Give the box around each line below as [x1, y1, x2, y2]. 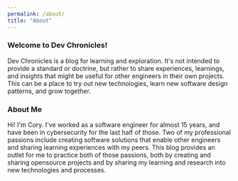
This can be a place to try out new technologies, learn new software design [7, 79, 228, 87]
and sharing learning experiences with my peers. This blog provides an [7, 143, 215, 152]
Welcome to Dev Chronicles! [7, 40, 108, 50]
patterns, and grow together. [7, 87, 91, 95]
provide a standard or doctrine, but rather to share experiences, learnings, [7, 64, 225, 72]
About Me [7, 104, 43, 114]
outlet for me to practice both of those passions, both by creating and [7, 150, 211, 160]
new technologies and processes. [7, 166, 107, 175]
